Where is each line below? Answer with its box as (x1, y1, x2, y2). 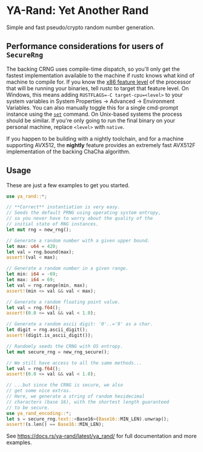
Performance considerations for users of (6, 41, 164, 52)
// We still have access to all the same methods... (6, 360, 142, 366)
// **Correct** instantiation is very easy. (6, 204, 121, 210)
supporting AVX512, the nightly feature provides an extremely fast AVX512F (6, 141, 196, 148)
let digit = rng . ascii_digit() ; (6, 327, 88, 333)
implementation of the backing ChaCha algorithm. (6, 148, 131, 155)
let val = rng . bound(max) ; (6, 249, 75, 255)
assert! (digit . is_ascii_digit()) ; (6, 333, 94, 339)
